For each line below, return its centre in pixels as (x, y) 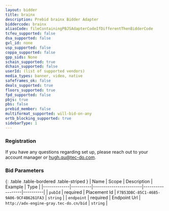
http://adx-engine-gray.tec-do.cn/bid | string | (56, 203)
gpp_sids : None (21, 57)
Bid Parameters (25, 170)
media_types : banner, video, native (44, 76)
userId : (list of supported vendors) (45, 72)
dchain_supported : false (31, 66)
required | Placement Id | (90, 192)
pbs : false (17, 104)
